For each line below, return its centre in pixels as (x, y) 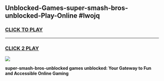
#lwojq (89, 16)
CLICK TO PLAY (24, 30)
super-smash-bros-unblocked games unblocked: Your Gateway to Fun (78, 68)
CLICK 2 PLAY (22, 48)
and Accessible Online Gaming (37, 73)
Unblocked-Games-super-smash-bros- (67, 8)
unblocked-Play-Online (41, 16)
